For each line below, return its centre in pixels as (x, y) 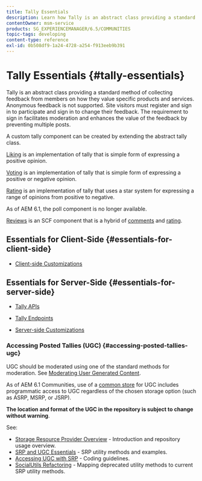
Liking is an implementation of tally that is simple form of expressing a (93, 154)
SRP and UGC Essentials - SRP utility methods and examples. (91, 452)
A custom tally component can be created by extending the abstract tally (97, 136)
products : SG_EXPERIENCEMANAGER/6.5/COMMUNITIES (68, 29)
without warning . (28, 416)
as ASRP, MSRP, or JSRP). (39, 398)
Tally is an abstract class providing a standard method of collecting (90, 92)
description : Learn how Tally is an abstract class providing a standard (101, 18)
